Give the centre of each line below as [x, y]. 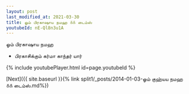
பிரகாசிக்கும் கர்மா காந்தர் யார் [48, 56]
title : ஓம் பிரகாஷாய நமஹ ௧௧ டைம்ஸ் [49, 22]
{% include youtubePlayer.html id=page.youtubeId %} [71, 68]
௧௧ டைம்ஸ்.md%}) [27, 86]
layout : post [22, 11]
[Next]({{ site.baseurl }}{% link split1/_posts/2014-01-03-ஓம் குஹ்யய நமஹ [94, 79]
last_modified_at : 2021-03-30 [43, 17]
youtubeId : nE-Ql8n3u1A [35, 28]
